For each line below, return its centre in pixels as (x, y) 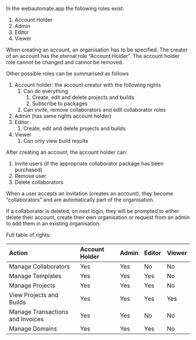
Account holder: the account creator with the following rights (88, 85)
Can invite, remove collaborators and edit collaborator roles (94, 110)
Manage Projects (32, 285)
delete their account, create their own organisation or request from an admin (98, 217)
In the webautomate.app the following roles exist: (65, 8)
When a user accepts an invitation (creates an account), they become (90, 193)
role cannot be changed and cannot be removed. (65, 62)
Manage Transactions (39, 312)
